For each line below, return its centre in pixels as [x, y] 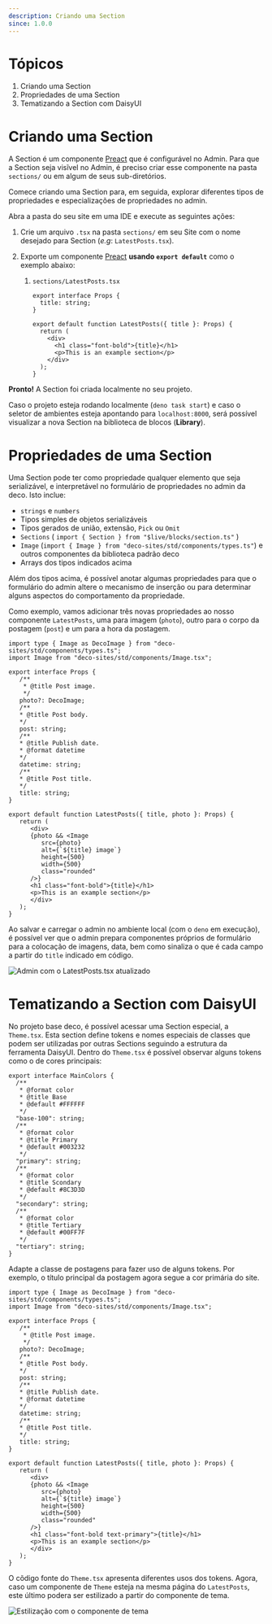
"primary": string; [49, 1161]
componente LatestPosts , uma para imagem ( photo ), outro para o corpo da [134, 620]
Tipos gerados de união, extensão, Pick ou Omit [100, 528]
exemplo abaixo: [47, 265]
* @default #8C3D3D [52, 1190]
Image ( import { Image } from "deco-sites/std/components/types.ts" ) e [142, 545]
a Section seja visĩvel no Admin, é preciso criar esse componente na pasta [133, 168]
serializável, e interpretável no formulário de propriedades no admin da [127, 487]
